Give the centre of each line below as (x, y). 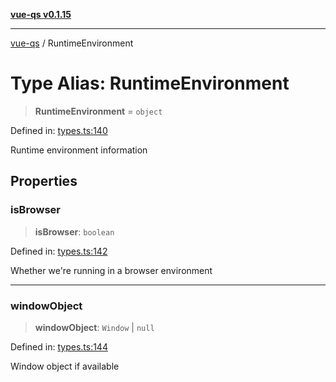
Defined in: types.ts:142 (59, 251)
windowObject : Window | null (94, 327)
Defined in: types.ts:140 (59, 130)
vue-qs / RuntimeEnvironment (72, 43)
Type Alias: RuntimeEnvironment (150, 83)
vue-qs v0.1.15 (41, 14)
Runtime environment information (79, 150)
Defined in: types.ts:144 (59, 346)
